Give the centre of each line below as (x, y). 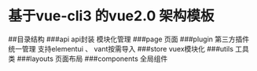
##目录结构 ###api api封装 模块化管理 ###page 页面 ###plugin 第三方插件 (129, 39)
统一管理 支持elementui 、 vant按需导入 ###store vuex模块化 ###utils (121, 48)
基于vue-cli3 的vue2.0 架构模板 (111, 16)
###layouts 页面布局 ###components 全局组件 (92, 59)
